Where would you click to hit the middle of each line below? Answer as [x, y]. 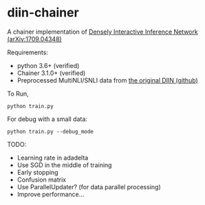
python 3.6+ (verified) [48, 65]
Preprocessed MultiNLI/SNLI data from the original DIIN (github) [107, 80]
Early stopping [37, 172]
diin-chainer [43, 13]
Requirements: [28, 52]
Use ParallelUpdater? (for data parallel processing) [89, 186]
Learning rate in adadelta [53, 158]
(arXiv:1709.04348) [34, 39]
